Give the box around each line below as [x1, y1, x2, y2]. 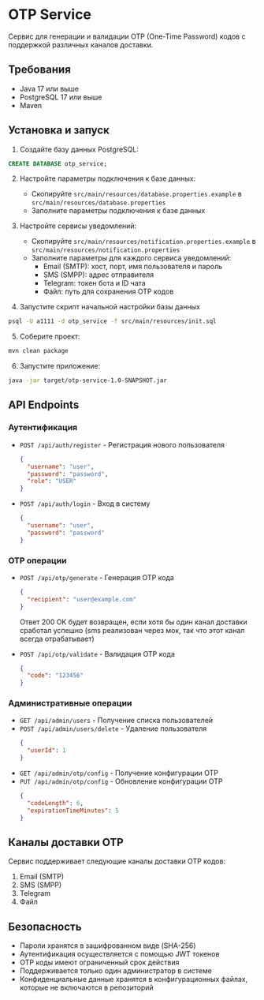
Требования [8, 63, 71, 77]
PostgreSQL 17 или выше [19, 92, 102, 102]
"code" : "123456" [27, 672, 84, 680]
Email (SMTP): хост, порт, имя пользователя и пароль [43, 262, 223, 272]
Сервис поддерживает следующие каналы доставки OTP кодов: [8, 856, 226, 866]
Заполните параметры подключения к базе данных [31, 206, 206, 215]
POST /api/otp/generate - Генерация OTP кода [19, 572, 175, 582]
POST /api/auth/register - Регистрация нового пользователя [19, 440, 225, 449]
